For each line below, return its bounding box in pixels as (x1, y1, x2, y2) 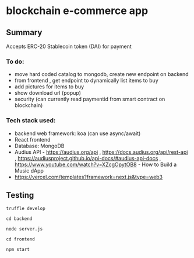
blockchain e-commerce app (6, 4, 149, 18)
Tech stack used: (6, 116, 56, 125)
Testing (6, 190, 34, 200)
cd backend (6, 216, 33, 222)
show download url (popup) (14, 90, 82, 97)
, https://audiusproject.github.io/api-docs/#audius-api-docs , (14, 154, 161, 161)
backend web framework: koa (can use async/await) (14, 130, 141, 137)
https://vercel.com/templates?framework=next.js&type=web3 (14, 173, 163, 180)
